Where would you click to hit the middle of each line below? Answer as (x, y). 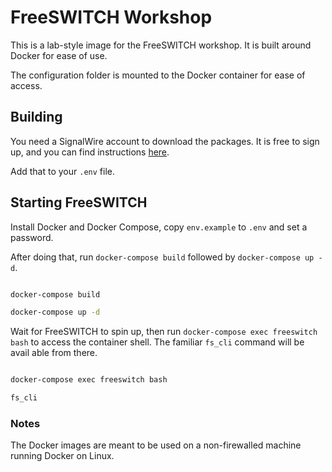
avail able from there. (54, 353)
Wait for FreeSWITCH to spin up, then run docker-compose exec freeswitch (164, 332)
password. (32, 237)
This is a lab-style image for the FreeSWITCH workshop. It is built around (161, 45)
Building (36, 117)
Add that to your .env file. (62, 171)
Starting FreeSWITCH (79, 202)
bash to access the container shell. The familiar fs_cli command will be (157, 342)
